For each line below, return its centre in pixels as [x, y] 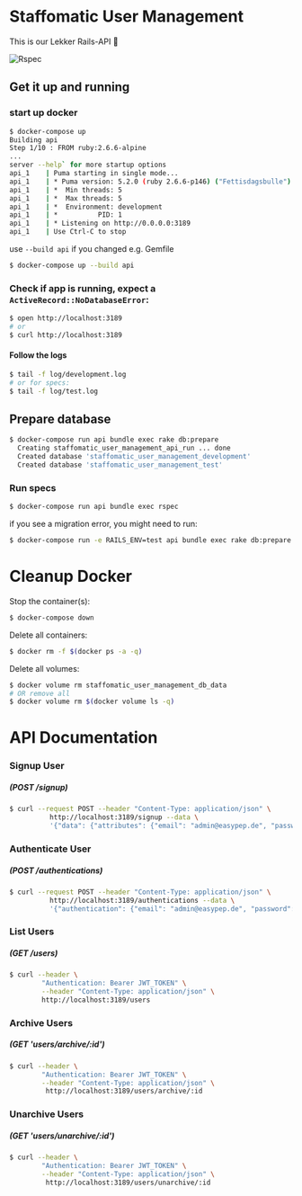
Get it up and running [70, 87]
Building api [34, 140]
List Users [32, 932]
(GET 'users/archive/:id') [57, 1044]
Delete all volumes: [44, 668]
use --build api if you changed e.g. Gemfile [92, 249]
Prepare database [60, 419]
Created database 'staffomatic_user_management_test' [120, 465]
